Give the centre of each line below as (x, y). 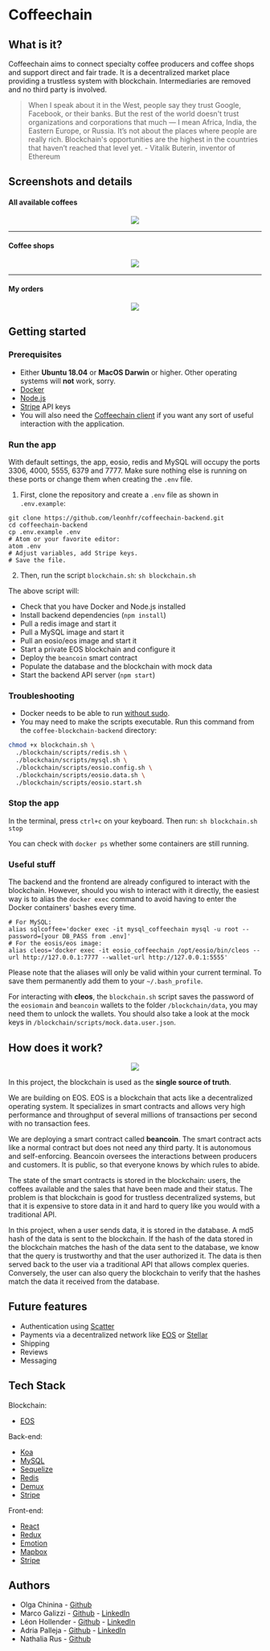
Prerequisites (35, 354)
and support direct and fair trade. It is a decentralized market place (119, 72)
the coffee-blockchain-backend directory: (88, 730)
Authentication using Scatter (67, 1326)
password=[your (34, 937)
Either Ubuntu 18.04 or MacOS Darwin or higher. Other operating (128, 372)
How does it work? (56, 1047)
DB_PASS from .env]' (96, 937)
